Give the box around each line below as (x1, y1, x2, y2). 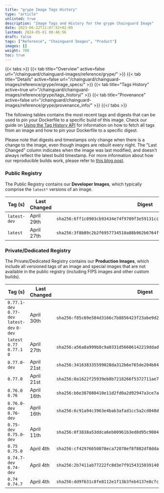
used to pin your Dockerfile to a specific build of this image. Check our (5, 117, 147, 123)
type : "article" (5, 12, 38, 17)
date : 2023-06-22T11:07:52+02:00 (5, 25, 73, 30)
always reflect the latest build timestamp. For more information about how (5, 153, 154, 158)
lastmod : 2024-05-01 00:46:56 (5, 30, 67, 35)
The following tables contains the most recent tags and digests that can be (5, 112, 156, 118)
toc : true (5, 52, 25, 58)
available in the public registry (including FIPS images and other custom (5, 269, 149, 274)
